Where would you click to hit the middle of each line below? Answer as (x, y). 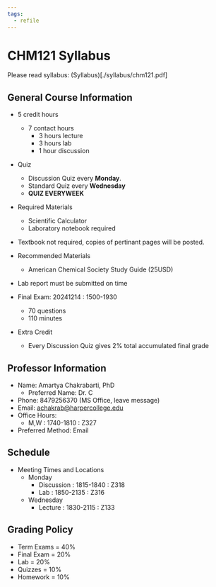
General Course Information (70, 97)
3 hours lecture (61, 136)
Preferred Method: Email (53, 430)
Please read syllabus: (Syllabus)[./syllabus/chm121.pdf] (88, 75)
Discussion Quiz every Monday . (75, 179)
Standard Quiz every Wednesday (77, 186)
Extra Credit (35, 332)
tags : (15, 14)
